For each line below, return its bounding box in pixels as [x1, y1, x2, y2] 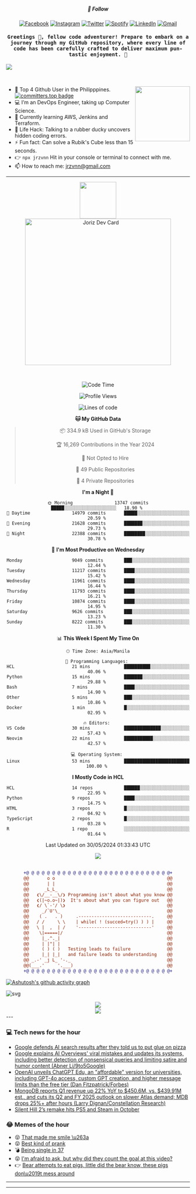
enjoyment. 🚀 [90, 51, 128, 57]
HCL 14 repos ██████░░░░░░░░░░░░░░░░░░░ [6, 785, 190, 791]
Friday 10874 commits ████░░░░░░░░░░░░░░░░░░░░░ [6, 598, 190, 604]
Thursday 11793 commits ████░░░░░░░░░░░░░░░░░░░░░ [6, 589, 190, 594]
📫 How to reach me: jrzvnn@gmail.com [14, 162, 111, 170]
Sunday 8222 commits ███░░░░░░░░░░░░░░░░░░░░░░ [6, 619, 190, 625]
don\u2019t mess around [14, 1170, 75, 1177]
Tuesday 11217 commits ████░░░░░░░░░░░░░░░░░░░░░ [6, 568, 190, 574]
